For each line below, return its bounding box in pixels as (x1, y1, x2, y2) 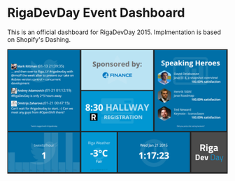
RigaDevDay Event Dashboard (7, 5, 185, 21)
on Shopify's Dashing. (7, 35, 71, 43)
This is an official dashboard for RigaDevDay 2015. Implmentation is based (7, 28, 222, 36)
